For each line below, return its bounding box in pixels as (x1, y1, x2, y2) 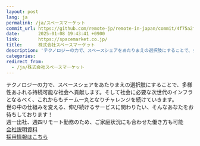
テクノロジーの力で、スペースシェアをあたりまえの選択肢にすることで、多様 (6, 81, 193, 88)
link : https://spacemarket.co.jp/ (6, 36, 108, 42)
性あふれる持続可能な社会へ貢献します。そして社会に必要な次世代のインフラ (6, 89, 193, 96)
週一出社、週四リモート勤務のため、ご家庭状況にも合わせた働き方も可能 (6, 119, 183, 126)
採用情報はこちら (6, 133, 48, 141)
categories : (6, 53, 36, 59)
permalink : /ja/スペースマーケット (6, 20, 86, 26)
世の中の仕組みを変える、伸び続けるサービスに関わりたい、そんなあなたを (6, 104, 189, 111)
